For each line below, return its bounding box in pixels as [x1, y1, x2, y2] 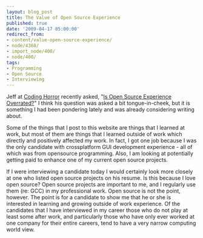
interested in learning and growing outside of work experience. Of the [6, 200, 181, 208]
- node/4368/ [6, 43, 39, 49]
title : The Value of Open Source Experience [6, 15, 121, 21]
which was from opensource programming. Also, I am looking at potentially [6, 150, 194, 157]
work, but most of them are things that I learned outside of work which [6, 131, 182, 138]
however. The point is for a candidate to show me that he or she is [6, 194, 171, 201]
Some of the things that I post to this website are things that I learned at [6, 124, 185, 131]
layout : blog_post [6, 8, 53, 15]
